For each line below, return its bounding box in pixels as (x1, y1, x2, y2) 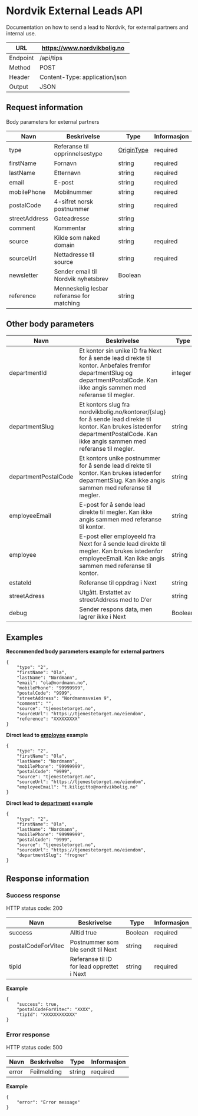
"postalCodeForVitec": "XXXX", (16, 1006, 94, 1013)
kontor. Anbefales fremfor (79, 361, 151, 369)
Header (9, 72, 30, 81)
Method (9, 63, 31, 71)
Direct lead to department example (6, 800, 93, 807)
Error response (6, 1030, 50, 1038)
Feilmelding (29, 1068, 62, 1076)
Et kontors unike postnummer (79, 454, 161, 462)
